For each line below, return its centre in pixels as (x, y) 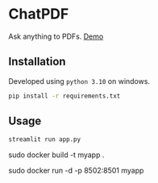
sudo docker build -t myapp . (56, 155)
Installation (37, 62)
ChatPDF (39, 14)
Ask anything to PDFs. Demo (56, 36)
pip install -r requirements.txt (64, 96)
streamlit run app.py (45, 139)
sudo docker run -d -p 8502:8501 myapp (76, 171)
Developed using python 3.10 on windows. (79, 81)
